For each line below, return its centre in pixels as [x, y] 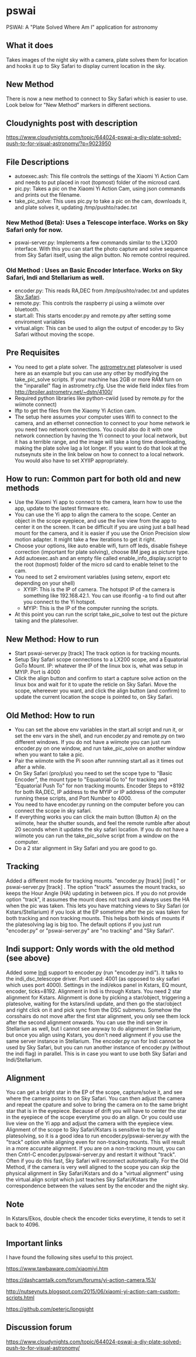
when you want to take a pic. [49, 755]
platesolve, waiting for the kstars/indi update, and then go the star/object [94, 1004]
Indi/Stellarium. [24, 1060]
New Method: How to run [53, 639]
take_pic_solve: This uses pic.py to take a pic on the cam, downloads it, [101, 201]
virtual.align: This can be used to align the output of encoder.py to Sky [99, 328]
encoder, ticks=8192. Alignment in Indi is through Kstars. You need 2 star [94, 991]
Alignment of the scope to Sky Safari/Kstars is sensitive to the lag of [88, 1130]
